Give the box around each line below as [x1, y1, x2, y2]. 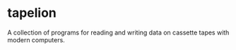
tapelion [7, 5, 57, 21]
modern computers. [7, 35, 65, 44]
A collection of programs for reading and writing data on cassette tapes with [7, 28, 230, 37]
